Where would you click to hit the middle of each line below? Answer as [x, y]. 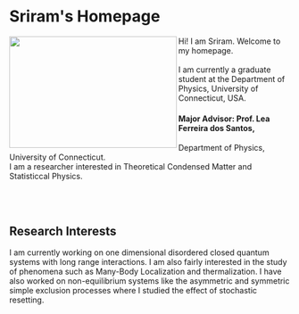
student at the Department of [232, 78]
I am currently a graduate [224, 70]
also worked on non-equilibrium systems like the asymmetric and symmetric [149, 281]
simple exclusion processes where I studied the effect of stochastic [133, 290]
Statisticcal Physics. [46, 177]
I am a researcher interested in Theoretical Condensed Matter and [131, 167]
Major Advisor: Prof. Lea [224, 119]
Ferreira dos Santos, [217, 128]
